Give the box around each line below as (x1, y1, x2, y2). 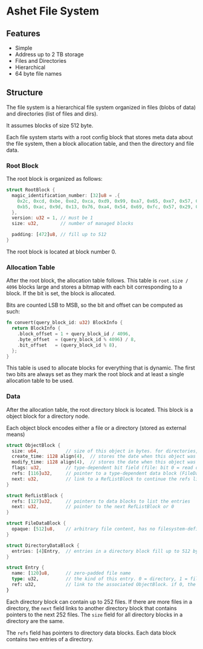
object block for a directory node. (6, 413, 89, 420)
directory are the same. (6, 617, 65, 624)
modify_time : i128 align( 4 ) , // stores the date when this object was (11, 459, 196, 465)
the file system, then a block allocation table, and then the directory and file (6, 140, 195, 147)
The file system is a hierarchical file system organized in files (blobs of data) (6, 103, 196, 111)
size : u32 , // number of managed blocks (11, 221, 134, 227)
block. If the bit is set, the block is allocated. (6, 290, 116, 297)
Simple (14, 44, 33, 51)
